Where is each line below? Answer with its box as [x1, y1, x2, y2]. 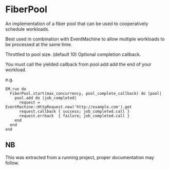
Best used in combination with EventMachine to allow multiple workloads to [5, 36, 165, 42]
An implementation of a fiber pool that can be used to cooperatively [5, 20, 148, 27]
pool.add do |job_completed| [14, 95, 77, 100]
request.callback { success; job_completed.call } [18, 109, 130, 114]
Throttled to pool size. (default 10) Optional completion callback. [5, 51, 141, 57]
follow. [5, 160, 20, 166]
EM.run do [5, 86, 27, 92]
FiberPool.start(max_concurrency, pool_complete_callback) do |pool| [10, 91, 162, 96]
